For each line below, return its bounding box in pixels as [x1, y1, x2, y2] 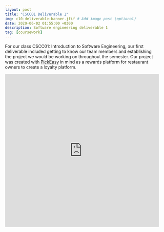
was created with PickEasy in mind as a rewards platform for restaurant [5, 59, 148, 65]
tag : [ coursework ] [5, 30, 42, 35]
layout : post [5, 7, 32, 12]
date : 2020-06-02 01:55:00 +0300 [5, 21, 73, 26]
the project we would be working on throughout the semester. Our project [5, 54, 153, 59]
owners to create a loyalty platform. [5, 64, 77, 70]
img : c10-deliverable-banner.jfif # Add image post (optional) [5, 16, 137, 21]
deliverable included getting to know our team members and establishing [5, 48, 152, 54]
